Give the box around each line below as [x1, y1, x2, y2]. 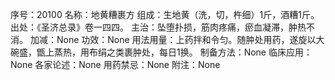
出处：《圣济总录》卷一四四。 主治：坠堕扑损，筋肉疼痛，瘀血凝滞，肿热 [10, 21, 307, 33]
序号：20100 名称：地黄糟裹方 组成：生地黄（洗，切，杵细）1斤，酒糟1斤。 [10, 9, 320, 20]
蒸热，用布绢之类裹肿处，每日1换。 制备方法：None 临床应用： [53, 46, 313, 58]
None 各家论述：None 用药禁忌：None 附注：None [10, 59, 221, 70]
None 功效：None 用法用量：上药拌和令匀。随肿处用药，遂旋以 [56, 34, 317, 45]
